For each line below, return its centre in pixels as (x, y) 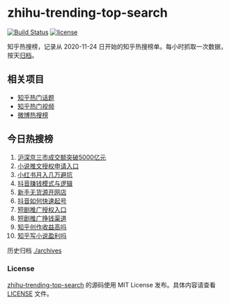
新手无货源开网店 (42, 192)
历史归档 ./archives (34, 250)
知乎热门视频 (36, 106)
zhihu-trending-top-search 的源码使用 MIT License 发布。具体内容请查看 (112, 284)
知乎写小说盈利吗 (42, 236)
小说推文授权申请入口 (48, 166)
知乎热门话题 (36, 97)
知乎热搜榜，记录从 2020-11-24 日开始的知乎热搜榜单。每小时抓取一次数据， (117, 46)
